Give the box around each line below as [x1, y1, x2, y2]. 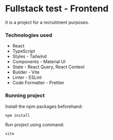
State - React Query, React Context [12, 64, 85, 70]
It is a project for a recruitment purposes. [5, 19, 90, 25]
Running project [5, 92, 45, 99]
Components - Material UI [12, 59, 66, 65]
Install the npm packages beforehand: [5, 103, 83, 109]
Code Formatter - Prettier [12, 80, 65, 86]
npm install [5, 113, 30, 118]
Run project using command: [5, 122, 65, 128]
